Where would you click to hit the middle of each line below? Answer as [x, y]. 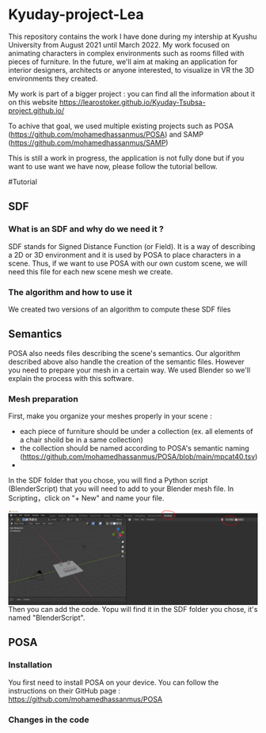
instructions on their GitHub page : [65, 690]
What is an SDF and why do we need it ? [86, 229]
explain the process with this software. [71, 378]
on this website [33, 102]
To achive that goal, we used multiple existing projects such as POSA [121, 126]
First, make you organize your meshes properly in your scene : [110, 416]
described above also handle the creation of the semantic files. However [127, 361]
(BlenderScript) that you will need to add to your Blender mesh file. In [121, 489]
